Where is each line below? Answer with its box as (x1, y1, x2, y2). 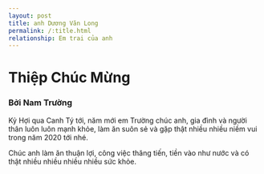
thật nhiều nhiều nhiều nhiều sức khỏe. (8, 156, 137, 166)
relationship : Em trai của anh (8, 34, 113, 42)
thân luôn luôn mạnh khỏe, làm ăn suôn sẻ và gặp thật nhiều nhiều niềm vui (8, 123, 258, 133)
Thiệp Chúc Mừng (8, 69, 131, 87)
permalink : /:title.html (8, 26, 91, 34)
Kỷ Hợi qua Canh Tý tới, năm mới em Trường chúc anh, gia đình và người (8, 115, 247, 125)
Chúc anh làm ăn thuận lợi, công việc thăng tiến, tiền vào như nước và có (8, 148, 250, 157)
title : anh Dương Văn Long (8, 19, 99, 27)
